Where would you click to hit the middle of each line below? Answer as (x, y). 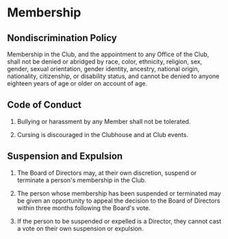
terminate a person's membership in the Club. (81, 180)
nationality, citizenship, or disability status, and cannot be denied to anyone (113, 76)
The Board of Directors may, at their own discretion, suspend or (107, 173)
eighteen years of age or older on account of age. (77, 83)
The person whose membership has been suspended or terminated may (119, 193)
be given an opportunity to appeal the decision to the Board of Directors (118, 201)
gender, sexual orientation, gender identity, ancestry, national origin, (103, 69)
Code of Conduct (45, 105)
